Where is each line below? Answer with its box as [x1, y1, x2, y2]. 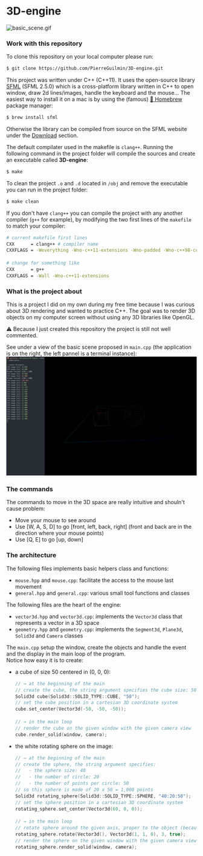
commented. [6, 332, 38, 339]
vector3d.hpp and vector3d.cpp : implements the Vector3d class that [14, 613, 182, 620]
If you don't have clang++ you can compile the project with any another [6, 209, 183, 217]
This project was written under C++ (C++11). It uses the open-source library [6, 77, 195, 84]
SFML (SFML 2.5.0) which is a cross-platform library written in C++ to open [6, 83, 194, 90]
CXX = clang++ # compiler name [6, 241, 98, 247]
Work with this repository [6, 39, 83, 48]
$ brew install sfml [6, 115, 59, 121]
